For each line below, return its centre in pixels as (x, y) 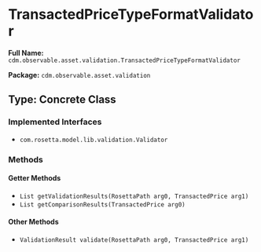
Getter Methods (35, 178)
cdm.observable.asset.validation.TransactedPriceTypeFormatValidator (125, 60)
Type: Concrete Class (62, 100)
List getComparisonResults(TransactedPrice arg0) (103, 205)
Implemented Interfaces (55, 122)
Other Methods (33, 222)
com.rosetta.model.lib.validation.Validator (94, 140)
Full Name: (26, 53)
